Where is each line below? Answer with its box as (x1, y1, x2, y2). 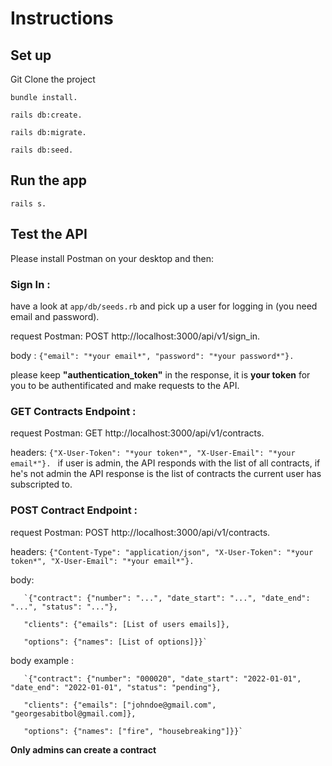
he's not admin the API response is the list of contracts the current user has (10, 468, 322, 480)
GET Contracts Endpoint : (10, 404, 137, 418)
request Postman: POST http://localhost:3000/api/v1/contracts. (10, 526, 271, 538)
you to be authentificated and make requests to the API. (10, 379, 240, 391)
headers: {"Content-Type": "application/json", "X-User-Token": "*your (10, 545, 314, 557)
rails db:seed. (10, 145, 74, 155)
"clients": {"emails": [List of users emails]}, (23, 619, 230, 629)
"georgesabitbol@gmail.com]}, (10, 708, 137, 719)
